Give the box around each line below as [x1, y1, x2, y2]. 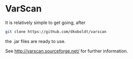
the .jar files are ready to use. [5, 38, 66, 44]
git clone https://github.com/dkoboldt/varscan [5, 29, 107, 34]
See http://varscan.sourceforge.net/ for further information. [5, 48, 128, 54]
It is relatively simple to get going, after [5, 19, 86, 25]
